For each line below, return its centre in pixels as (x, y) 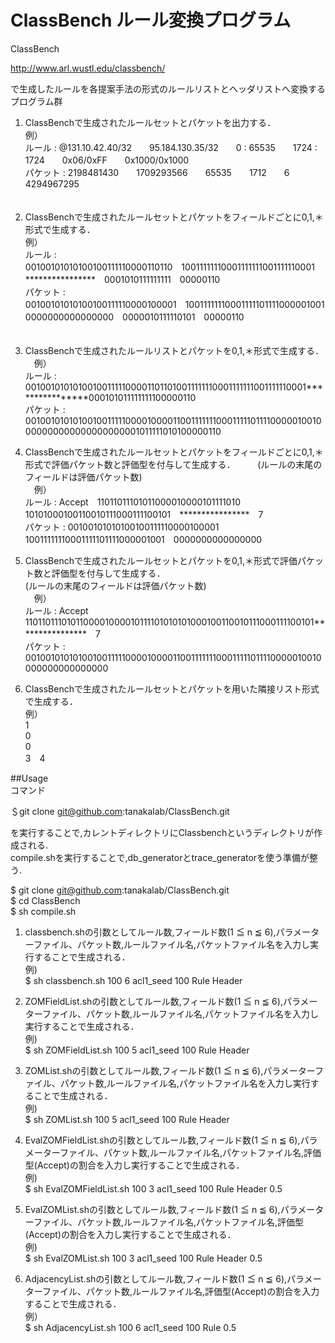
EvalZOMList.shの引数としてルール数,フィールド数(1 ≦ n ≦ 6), (152, 1209)
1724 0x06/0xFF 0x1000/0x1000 (107, 160)
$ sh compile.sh (43, 911)
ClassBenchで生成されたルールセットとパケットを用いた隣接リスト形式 (172, 688)
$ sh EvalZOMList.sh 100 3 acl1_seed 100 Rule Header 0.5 (143, 1258)
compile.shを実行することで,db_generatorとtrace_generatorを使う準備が (160, 857)
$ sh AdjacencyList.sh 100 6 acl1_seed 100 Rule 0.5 (130, 1327)
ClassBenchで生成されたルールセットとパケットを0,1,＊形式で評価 (161, 560)
